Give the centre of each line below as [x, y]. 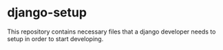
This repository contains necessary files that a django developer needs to [111, 32]
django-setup [47, 13]
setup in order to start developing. [55, 38]
